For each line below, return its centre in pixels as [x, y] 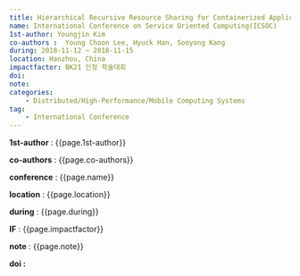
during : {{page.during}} [54, 212]
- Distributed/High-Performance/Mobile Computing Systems [135, 100]
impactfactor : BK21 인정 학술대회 [68, 68]
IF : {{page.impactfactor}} [57, 230]
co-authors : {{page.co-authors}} [71, 160]
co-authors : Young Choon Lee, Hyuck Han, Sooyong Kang [117, 42]
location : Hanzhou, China [57, 59]
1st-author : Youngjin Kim [57, 34]
